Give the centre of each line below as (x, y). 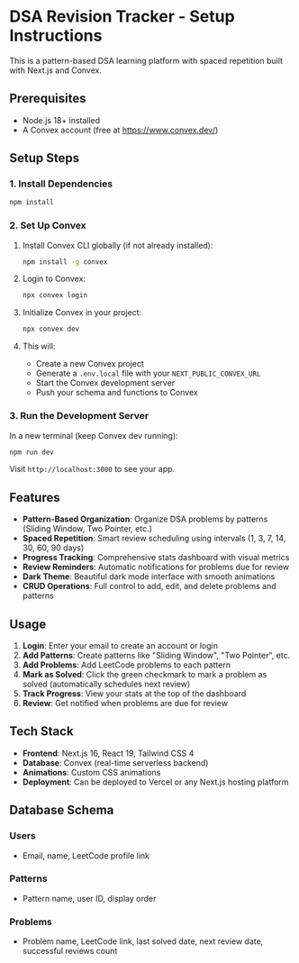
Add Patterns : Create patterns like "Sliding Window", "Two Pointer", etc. (156, 656)
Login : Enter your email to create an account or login (120, 646)
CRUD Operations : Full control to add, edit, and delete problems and (149, 586)
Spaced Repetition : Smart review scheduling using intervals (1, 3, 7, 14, (154, 539)
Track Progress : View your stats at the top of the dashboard (134, 694)
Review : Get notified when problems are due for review (125, 704)
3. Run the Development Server (79, 416)
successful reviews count (70, 951)
